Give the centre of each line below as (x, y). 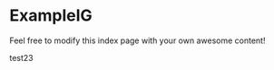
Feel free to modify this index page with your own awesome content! (137, 40)
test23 (21, 57)
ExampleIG (51, 16)
